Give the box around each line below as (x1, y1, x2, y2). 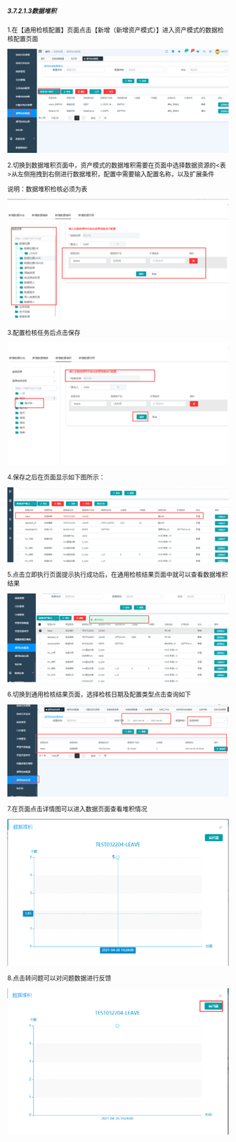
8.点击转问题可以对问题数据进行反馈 (7, 974, 112, 982)
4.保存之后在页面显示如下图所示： (7, 472, 105, 481)
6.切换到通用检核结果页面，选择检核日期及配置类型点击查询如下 (7, 690, 192, 699)
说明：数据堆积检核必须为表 (7, 184, 88, 193)
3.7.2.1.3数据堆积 (7, 6, 57, 15)
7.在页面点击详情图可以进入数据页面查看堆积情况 (7, 804, 147, 813)
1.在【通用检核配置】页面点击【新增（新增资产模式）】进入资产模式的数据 (7, 25, 218, 34)
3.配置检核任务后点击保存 (7, 329, 81, 337)
